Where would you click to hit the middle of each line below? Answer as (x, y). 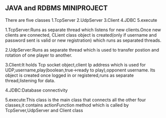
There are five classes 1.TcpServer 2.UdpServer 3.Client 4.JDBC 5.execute (81, 20)
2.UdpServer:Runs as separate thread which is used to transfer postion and (82, 50)
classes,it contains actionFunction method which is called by (67, 105)
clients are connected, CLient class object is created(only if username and (81, 35)
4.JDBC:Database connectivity (36, 90)
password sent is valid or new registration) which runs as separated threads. (83, 40)
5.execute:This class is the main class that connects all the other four (76, 100)
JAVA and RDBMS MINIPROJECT (56, 8)
